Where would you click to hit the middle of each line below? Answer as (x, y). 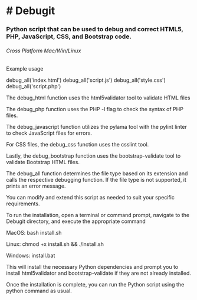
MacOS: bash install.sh (34, 233)
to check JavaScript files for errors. (49, 133)
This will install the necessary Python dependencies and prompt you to (92, 267)
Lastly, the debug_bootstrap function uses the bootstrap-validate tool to (93, 156)
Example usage (25, 69)
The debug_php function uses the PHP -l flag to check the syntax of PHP (95, 109)
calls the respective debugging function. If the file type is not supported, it (96, 180)
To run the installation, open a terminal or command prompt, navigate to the (98, 215)
